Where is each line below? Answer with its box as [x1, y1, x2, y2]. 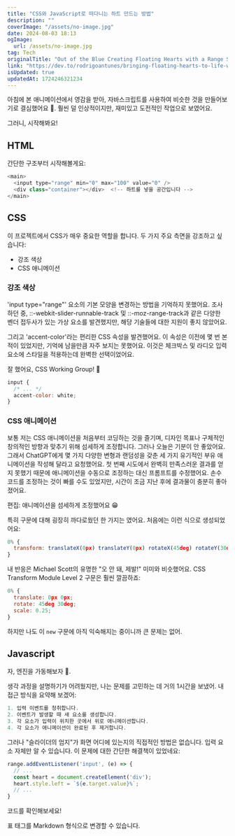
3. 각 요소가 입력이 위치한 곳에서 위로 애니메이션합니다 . [7, 718, 149, 725]
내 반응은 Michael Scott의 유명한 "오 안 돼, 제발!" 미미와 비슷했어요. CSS [7, 565, 206, 574]
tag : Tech [7, 50, 36, 57]
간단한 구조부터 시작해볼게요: [7, 159, 86, 168]
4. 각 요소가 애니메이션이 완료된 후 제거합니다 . [7, 725, 127, 732]
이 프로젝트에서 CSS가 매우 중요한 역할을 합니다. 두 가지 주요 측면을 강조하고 [7, 232, 215, 240]
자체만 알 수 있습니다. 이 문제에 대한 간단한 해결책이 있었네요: [14, 746, 180, 755]
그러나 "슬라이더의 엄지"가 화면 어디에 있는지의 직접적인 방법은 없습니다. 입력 [7, 737, 217, 746]
